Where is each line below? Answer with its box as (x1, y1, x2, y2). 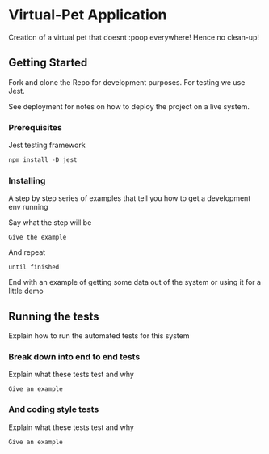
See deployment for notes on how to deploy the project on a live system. (8, 101, 250, 111)
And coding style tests (8, 404, 99, 415)
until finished (8, 263, 60, 272)
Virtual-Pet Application (8, 6, 167, 24)
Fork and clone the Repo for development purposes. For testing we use (8, 77, 246, 87)
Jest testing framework (8, 140, 86, 151)
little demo (8, 286, 44, 296)
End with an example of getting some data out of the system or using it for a (8, 278, 261, 287)
